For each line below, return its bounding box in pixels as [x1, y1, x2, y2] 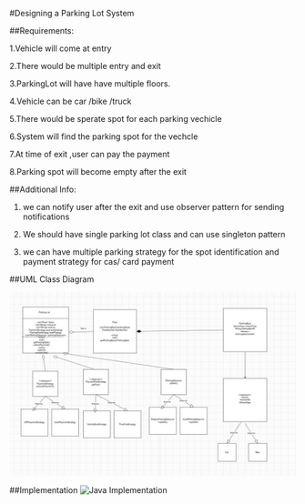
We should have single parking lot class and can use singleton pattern [22, 229, 286, 239]
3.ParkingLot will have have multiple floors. [9, 78, 171, 89]
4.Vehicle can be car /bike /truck [9, 96, 132, 106]
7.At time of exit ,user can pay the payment [9, 149, 170, 159]
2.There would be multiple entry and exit [9, 61, 161, 71]
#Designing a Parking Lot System [9, 8, 135, 18]
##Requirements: [9, 25, 75, 35]
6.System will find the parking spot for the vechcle [9, 131, 198, 142]
